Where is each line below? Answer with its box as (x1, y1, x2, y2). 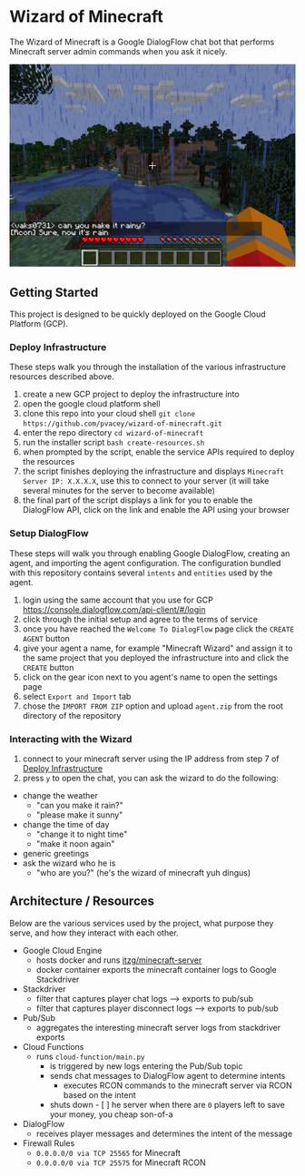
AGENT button (22, 632, 71, 643)
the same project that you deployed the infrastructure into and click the (22, 652, 289, 663)
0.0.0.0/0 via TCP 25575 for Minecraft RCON (35, 1157, 206, 1168)
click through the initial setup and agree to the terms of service (22, 613, 259, 624)
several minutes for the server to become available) (22, 485, 216, 496)
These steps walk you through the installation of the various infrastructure (9, 361, 286, 373)
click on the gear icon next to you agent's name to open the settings (22, 671, 279, 682)
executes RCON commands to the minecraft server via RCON (63, 1080, 292, 1091)
